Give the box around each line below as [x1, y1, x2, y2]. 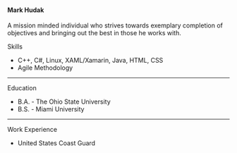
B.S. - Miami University [17, 105, 85, 114]
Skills [7, 42, 23, 51]
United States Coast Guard [17, 139, 96, 147]
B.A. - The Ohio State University [17, 97, 111, 106]
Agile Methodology [17, 63, 73, 72]
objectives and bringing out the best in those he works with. [7, 29, 181, 37]
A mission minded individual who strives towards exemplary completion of [7, 21, 224, 30]
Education [7, 84, 37, 92]
